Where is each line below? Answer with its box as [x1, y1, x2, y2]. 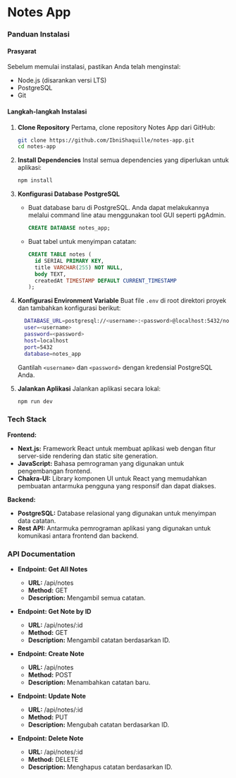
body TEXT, [34, 271, 67, 278]
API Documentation [7, 549, 76, 559]
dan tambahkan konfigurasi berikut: [17, 304, 121, 312]
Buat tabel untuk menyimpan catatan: [27, 237, 137, 246]
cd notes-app [17, 143, 56, 150]
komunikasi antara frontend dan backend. [17, 531, 139, 540]
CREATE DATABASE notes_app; [27, 225, 111, 232]
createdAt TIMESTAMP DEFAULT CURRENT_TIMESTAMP [34, 277, 178, 284]
